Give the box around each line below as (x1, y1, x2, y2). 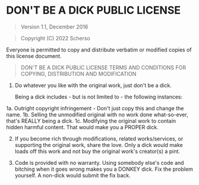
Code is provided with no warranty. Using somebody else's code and (14, 159, 184, 166)
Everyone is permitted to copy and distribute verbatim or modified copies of (6, 46, 192, 53)
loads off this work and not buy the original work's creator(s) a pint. (14, 148, 180, 155)
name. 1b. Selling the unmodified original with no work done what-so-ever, (6, 111, 188, 118)
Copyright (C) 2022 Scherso (20, 34, 91, 42)
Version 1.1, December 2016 (20, 23, 89, 30)
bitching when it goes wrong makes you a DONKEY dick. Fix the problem (14, 165, 193, 173)
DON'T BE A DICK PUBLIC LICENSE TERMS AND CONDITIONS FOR (20, 63, 186, 71)
